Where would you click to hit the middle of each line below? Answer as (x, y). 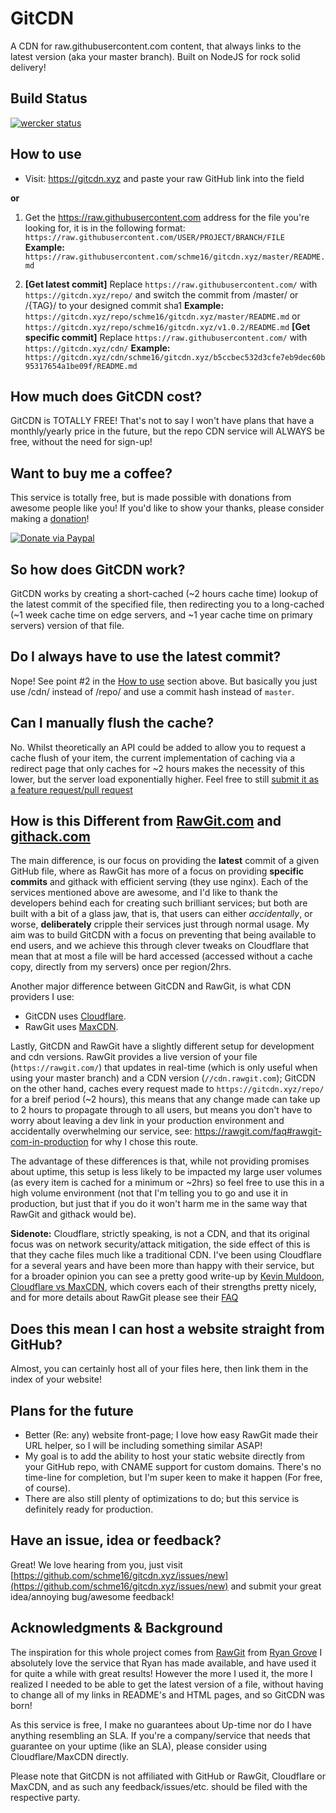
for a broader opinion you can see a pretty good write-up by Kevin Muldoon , (167, 1276)
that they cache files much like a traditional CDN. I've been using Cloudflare (166, 1255)
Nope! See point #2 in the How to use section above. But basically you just (164, 681)
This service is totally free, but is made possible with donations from (151, 498)
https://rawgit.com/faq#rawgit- (258, 1131)
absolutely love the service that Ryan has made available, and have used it (163, 1663)
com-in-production (49, 1142)
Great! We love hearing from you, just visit (96, 1564)
